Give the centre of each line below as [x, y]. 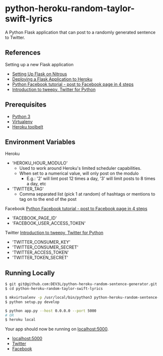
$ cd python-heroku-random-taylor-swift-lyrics [54, 289]
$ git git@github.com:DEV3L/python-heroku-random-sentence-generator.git [81, 284]
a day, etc [36, 184]
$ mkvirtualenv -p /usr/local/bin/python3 [49, 297]
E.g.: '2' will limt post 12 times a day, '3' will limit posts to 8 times [91, 178]
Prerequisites [26, 105]
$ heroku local [20, 320]
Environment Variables [40, 142]
